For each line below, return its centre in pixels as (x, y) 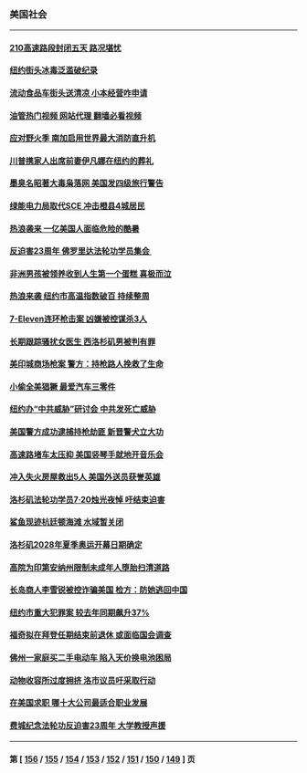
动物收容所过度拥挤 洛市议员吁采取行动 (83, 680)
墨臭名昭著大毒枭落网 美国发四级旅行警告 (87, 183)
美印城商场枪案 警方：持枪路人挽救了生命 (87, 364)
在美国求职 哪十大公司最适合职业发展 (79, 703)
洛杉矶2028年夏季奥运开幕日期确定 (76, 544)
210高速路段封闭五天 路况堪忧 (65, 47)
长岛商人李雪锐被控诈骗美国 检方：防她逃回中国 (99, 590)
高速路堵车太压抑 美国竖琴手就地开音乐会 (87, 454)
